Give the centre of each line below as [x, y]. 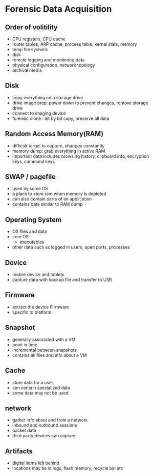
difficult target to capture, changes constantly [58, 145]
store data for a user [33, 382]
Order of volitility [31, 27]
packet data [24, 430]
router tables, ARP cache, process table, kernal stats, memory [75, 44]
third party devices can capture [44, 436]
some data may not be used [40, 393]
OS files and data [30, 231]
